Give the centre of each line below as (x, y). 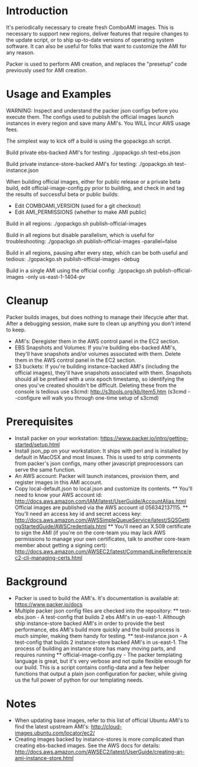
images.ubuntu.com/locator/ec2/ (55, 733)
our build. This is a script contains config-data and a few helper (92, 667)
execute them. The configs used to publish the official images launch (90, 117)
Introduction (37, 11)
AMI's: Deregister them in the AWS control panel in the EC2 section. (97, 341)
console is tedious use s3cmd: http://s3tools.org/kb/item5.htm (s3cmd (100, 391)
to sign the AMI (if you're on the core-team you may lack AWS (90, 532)
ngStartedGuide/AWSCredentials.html (61, 526)
